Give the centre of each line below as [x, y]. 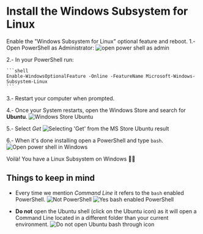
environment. [32, 224]
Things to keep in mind [51, 178]
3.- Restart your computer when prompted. [61, 98]
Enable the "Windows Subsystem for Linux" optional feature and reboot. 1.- [101, 41]
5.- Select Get [24, 128]
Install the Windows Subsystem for [97, 11]
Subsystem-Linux [27, 81]
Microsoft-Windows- [171, 76]
